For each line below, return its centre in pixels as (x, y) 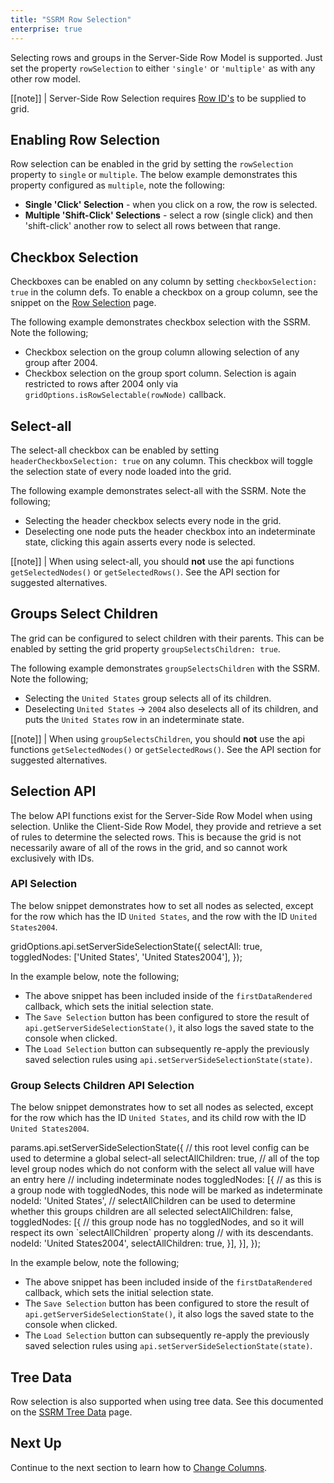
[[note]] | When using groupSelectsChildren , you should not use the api (157, 738)
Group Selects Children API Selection (102, 1085)
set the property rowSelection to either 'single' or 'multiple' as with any (163, 68)
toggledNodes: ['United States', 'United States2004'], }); (126, 957)
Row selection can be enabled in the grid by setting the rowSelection (152, 164)
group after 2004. (61, 363)
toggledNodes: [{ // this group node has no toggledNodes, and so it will (157, 1222)
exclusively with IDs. (52, 858)
